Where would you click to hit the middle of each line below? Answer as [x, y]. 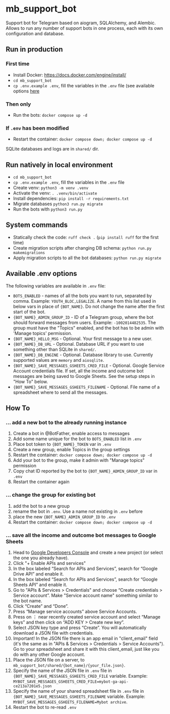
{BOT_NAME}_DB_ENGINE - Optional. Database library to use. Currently [83, 355]
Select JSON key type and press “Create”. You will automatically [80, 628]
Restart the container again [41, 482]
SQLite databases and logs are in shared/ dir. [52, 149]
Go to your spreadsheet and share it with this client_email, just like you [86, 649]
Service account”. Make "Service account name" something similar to [85, 595]
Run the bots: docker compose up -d [50, 115]
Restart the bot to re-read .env [45, 707]
